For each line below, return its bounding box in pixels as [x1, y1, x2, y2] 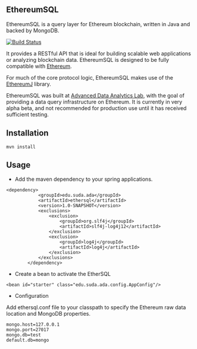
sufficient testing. [6, 111, 49, 118]
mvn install [6, 144, 36, 150]
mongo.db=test [6, 332, 42, 338]
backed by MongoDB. [6, 27, 60, 34]
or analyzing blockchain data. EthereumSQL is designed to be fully [6, 56, 170, 63]
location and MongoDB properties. [6, 310, 91, 317]
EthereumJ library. [6, 80, 52, 87]
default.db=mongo [6, 337, 49, 344]
